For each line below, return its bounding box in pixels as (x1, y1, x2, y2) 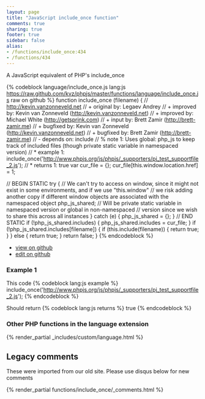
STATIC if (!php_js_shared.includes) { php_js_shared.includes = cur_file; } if (6, 219, 196, 226)
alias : (6, 44, 23, 50)
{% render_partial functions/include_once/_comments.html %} (6, 386, 164, 393)
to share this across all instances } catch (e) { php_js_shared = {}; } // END (6, 212, 193, 219)
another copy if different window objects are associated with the (6, 192, 169, 200)
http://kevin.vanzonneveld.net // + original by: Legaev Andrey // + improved (6, 102, 197, 110)
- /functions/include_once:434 (6, 49, 86, 55)
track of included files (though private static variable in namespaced (6, 142, 179, 149)
